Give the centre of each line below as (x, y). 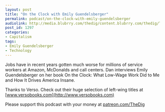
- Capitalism (18, 37)
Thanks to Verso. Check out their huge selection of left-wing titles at (74, 90)
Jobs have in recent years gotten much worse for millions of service (74, 65)
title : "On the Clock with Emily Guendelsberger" (57, 14)
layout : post (18, 10)
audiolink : (16, 23)
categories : (17, 32)
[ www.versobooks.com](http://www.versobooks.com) (60, 95)
